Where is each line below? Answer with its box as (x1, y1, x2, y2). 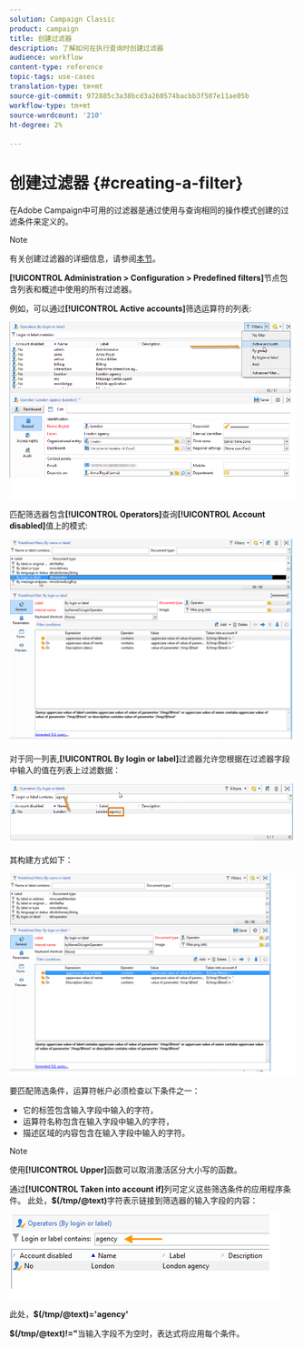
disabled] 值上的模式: (9, 520, 88, 531)
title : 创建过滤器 (9, 34, 73, 43)
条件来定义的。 (16, 216, 73, 227)
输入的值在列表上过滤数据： (16, 764, 121, 775)
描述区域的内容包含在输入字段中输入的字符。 (22, 1128, 191, 1139)
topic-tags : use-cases (9, 73, 95, 82)
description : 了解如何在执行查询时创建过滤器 (9, 44, 164, 53)
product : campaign (9, 24, 79, 34)
